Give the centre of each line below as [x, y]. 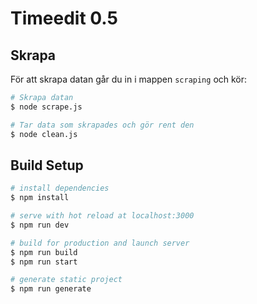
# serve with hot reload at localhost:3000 [102, 216]
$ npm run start [44, 262]
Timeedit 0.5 [64, 18]
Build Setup [47, 165]
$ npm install [40, 198]
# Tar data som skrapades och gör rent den [102, 125]
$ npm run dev [40, 225]
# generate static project [66, 280]
